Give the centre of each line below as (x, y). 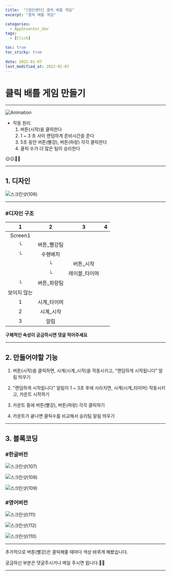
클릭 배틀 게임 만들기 (45, 93)
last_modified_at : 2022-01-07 (37, 66)
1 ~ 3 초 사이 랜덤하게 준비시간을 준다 (57, 136)
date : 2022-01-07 (24, 62)
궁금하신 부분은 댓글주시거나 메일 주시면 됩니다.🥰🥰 (55, 563)
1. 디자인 (18, 181)
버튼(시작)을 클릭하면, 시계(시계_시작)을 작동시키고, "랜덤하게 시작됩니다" (85, 371)
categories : (18, 24)
